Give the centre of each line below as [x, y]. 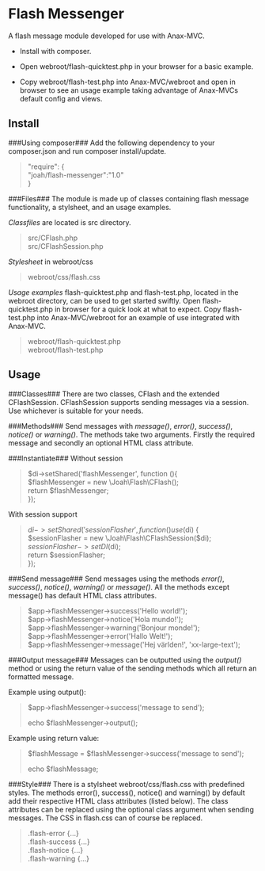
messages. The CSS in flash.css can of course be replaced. [106, 818]
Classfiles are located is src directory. [70, 222]
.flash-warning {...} [58, 858]
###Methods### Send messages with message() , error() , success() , [121, 426]
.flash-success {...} [59, 842]
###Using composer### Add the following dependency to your [112, 143]
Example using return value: [54, 738]
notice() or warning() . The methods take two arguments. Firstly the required [132, 434]
